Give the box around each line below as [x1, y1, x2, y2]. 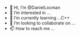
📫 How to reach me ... [9, 26, 55, 31]
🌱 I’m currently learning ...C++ [9, 15, 70, 20]
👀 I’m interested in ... [9, 10, 51, 16]
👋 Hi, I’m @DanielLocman [9, 5, 61, 10]
